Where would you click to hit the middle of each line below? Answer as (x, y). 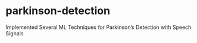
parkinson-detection (58, 11)
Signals (15, 33)
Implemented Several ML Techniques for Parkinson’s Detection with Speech (98, 27)
